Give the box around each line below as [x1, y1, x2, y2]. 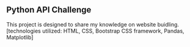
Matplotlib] [6, 33, 34, 41]
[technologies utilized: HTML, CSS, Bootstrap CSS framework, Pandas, [6, 27, 185, 34]
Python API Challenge [6, 5, 92, 15]
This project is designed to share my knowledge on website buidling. [6, 20, 179, 28]
